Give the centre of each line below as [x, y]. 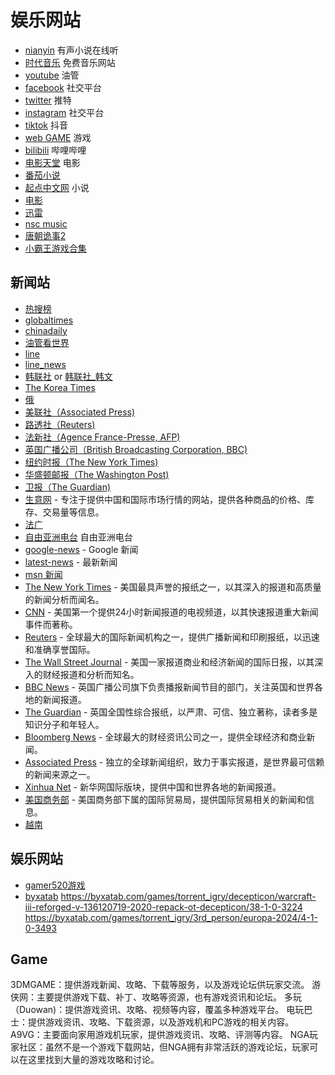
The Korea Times [60, 387]
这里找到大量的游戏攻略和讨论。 [93, 1060]
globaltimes [49, 320]
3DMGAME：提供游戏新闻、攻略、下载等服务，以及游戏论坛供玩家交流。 [160, 985]
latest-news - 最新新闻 [71, 562]
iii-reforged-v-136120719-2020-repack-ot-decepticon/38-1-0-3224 [163, 907]
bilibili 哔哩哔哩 [55, 150]
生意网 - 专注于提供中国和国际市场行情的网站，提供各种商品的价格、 [165, 499]
